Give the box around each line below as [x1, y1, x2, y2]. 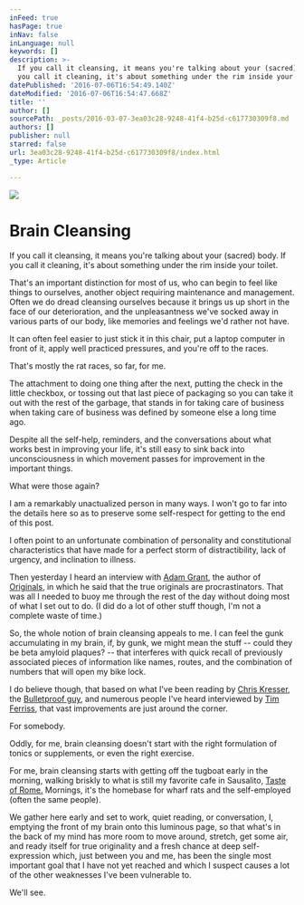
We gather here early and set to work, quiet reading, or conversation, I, [9, 812, 274, 823]
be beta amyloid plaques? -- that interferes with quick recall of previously [9, 647, 283, 658]
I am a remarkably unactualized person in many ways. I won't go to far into [9, 498, 288, 509]
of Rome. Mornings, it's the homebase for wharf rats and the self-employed [9, 785, 291, 795]
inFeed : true [9, 13, 59, 23]
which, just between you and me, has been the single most [52, 851, 271, 862]
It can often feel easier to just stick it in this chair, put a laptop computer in [9, 333, 285, 344]
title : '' [9, 97, 47, 107]
